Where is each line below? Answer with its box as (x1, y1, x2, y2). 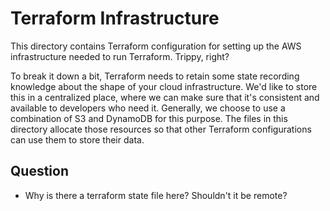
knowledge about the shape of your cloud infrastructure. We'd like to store (10, 80, 318, 92)
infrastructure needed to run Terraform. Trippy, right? (10, 50, 230, 62)
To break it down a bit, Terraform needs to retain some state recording (10, 70, 300, 82)
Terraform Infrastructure (10, 7, 220, 30)
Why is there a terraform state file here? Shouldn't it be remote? (24, 189, 288, 201)
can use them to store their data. (10, 133, 145, 146)
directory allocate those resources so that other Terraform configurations (10, 123, 312, 135)
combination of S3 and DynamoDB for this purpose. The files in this (10, 112, 288, 124)
